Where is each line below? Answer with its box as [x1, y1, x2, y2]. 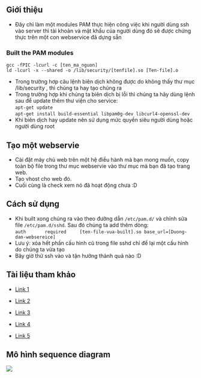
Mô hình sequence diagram [6, 349, 111, 359]
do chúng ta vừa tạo [14, 246, 65, 253]
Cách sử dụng [6, 199, 60, 209]
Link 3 [14, 309, 31, 316]
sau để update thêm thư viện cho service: [14, 97, 118, 105]
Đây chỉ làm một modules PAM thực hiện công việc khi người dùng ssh [14, 20, 190, 28]
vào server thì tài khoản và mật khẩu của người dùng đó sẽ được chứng [14, 27, 191, 34]
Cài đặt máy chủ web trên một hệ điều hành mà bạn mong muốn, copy [14, 156, 190, 163]
